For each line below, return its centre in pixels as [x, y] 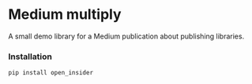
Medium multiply [65, 15]
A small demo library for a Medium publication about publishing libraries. [126, 36]
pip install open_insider [51, 73]
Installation [30, 57]
